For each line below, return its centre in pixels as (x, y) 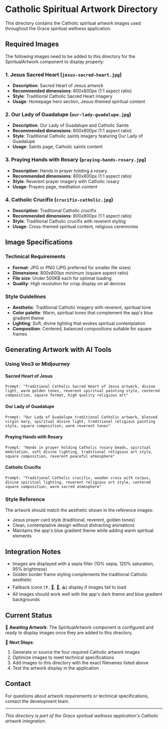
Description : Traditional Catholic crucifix (54, 210)
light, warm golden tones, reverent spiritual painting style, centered (82, 391)
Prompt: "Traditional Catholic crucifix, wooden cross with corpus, (78, 478)
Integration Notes (33, 552)
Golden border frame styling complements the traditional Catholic (80, 575)
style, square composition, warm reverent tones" (58, 426)
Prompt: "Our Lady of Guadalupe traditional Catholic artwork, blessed (81, 417)
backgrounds (26, 600)
